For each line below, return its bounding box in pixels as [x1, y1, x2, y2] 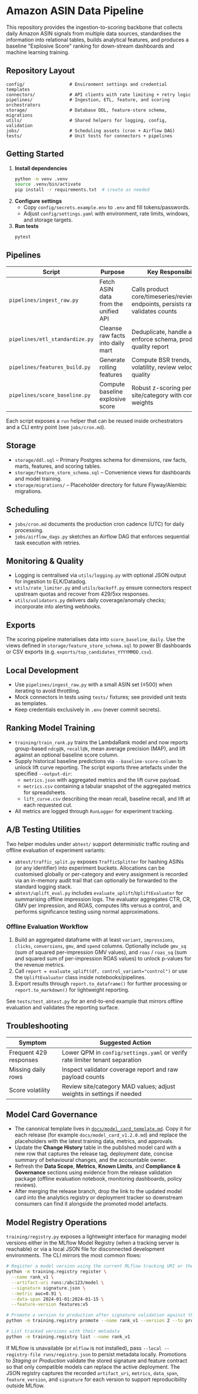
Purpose [100, 267, 125, 276]
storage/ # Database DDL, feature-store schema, [6, 107, 167, 113]
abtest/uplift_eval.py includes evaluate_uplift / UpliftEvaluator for [14, 889, 183, 896]
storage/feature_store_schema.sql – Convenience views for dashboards [14, 468, 191, 475]
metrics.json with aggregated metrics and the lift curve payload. [23, 776, 181, 783]
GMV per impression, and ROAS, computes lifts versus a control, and [14, 901, 182, 909]
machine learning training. [6, 48, 70, 55]
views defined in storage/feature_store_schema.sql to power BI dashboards [6, 642, 192, 649]
